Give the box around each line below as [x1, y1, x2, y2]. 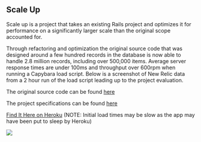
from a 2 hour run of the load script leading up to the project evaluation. [6, 76, 184, 84]
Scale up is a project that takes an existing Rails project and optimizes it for [6, 20, 192, 27]
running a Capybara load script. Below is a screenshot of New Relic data [6, 70, 185, 77]
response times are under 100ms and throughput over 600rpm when [6, 64, 176, 71]
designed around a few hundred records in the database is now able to [6, 51, 181, 58]
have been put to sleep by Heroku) [6, 118, 92, 125]
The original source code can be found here [6, 88, 115, 95]
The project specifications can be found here [6, 100, 118, 107]
